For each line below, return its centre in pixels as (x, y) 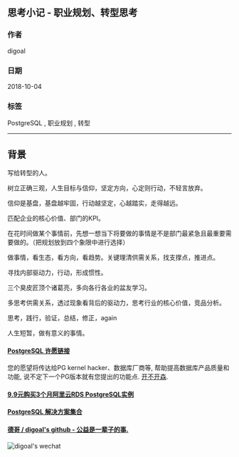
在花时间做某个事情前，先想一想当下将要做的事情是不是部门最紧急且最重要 (116, 233)
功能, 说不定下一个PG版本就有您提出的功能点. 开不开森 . (88, 377)
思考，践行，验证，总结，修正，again (62, 318)
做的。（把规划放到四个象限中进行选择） (71, 242)
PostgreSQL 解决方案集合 (45, 412)
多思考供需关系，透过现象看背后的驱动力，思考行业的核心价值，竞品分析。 (116, 303)
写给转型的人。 (29, 173)
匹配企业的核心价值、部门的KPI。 (56, 219)
